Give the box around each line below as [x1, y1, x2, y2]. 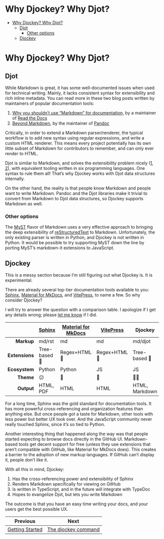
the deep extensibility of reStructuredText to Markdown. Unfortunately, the [5, 229, 155, 235]
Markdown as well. [5, 201, 43, 207]
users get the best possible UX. [5, 506, 68, 512]
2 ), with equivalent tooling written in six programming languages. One [5, 165, 145, 171]
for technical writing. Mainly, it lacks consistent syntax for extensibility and [5, 90, 155, 96]
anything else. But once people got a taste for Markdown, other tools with [5, 411, 153, 417]
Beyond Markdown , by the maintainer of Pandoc [12, 120, 110, 126]
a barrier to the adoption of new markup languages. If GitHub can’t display [5, 452, 155, 458]
